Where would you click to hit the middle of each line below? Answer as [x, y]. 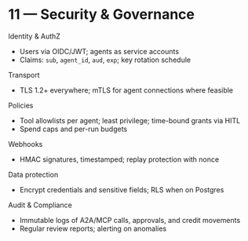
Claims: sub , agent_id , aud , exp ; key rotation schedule [105, 60]
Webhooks [26, 144]
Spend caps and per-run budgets [73, 129]
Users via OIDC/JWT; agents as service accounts [99, 51]
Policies [21, 105]
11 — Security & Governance [101, 15]
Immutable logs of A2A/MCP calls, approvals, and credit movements [130, 220]
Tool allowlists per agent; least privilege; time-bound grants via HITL [130, 120]
